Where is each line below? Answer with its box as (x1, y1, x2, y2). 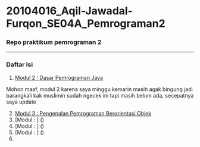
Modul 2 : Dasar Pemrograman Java (14, 74, 103, 81)
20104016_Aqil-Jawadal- (6, 4, 133, 18)
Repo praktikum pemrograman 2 (6, 38, 102, 46)
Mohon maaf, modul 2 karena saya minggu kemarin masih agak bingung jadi (6, 85, 193, 93)
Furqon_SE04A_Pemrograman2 (6, 17, 165, 30)
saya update (6, 98, 37, 105)
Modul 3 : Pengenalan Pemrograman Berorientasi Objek (14, 110, 152, 117)
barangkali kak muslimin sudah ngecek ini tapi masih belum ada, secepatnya (6, 92, 194, 99)
